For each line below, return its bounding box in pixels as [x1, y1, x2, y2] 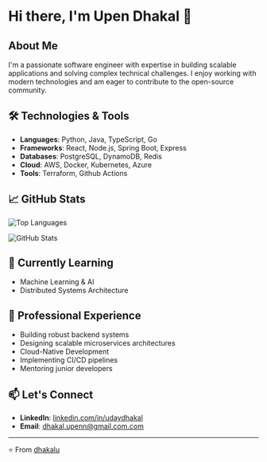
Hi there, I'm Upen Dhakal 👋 [8, 7, 192, 25]
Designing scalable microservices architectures [19, 339, 176, 348]
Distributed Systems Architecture [19, 286, 129, 296]
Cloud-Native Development [19, 346, 110, 357]
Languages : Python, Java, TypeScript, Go [19, 135, 157, 144]
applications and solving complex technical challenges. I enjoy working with [8, 69, 257, 78]
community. [8, 85, 47, 95]
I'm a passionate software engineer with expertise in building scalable [8, 60, 237, 69]
